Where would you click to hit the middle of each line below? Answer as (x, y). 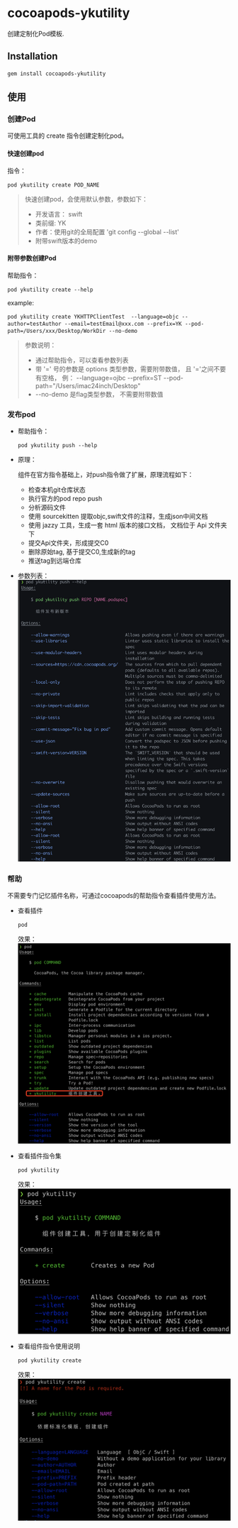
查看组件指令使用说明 (49, 1346)
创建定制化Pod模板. (36, 33)
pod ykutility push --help (57, 446)
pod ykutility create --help (50, 290)
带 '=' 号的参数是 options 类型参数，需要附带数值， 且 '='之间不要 (131, 369)
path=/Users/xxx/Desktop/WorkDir (57, 331)
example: (21, 302)
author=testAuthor (34, 324)
